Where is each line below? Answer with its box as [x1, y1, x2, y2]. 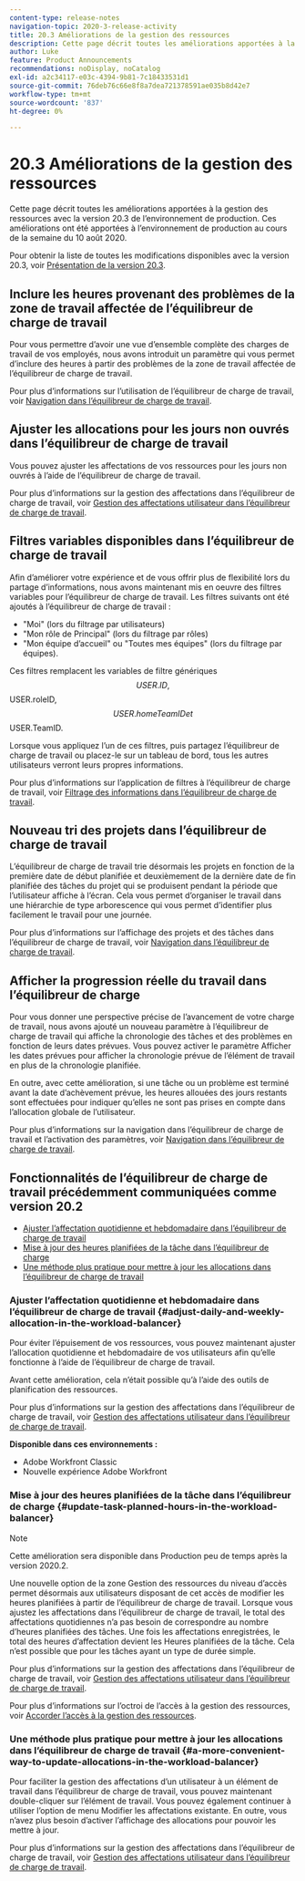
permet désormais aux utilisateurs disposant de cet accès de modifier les [9, 1587, 285, 1598]
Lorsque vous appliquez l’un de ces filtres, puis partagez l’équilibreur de [9, 739, 280, 750]
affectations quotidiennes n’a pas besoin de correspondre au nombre [9, 1616, 269, 1628]
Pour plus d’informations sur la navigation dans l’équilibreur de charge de [9, 1124, 284, 1135]
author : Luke [9, 47, 59, 57]
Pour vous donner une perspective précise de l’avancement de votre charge [9, 1011, 295, 1022]
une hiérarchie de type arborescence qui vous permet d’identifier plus [9, 900, 273, 911]
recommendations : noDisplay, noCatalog [9, 65, 161, 74]
